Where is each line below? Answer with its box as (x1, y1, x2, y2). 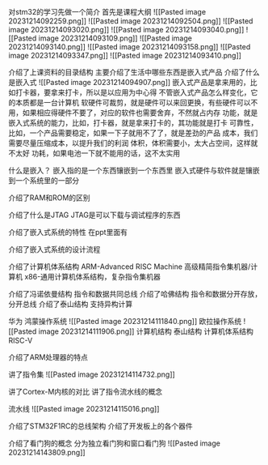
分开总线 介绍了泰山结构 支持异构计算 (8, 299, 133, 309)
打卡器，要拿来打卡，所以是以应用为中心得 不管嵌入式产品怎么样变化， (15, 87, 251, 97)
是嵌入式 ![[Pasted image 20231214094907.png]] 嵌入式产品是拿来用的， (8, 78, 250, 87)
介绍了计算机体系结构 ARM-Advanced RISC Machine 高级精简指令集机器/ (8, 262, 251, 271)
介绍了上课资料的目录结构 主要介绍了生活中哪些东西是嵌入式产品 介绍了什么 (8, 67, 260, 77)
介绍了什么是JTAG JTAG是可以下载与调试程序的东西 (8, 210, 181, 220)
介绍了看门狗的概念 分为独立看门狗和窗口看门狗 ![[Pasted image (8, 438, 220, 448)
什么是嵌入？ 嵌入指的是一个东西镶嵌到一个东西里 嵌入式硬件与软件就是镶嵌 (8, 165, 260, 175)
